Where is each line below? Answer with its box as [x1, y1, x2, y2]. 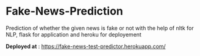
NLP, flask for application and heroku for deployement [5, 30, 141, 38]
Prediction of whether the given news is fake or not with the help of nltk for [5, 24, 194, 32]
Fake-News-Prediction [5, 4, 123, 18]
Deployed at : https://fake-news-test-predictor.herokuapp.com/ [5, 43, 166, 50]
